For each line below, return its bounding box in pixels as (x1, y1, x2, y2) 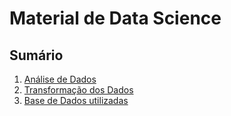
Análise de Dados (23, 73, 97, 85)
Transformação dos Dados (23, 84, 134, 96)
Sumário (9, 47, 64, 64)
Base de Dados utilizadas (23, 95, 129, 106)
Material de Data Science (9, 7, 222, 30)
